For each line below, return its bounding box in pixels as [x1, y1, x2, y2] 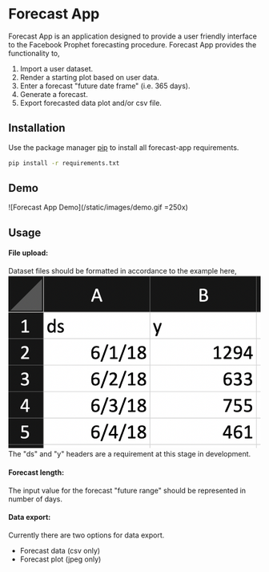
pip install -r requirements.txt [8, 159, 120, 167]
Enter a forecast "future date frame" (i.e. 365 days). [19, 81, 191, 91]
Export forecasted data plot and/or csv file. [19, 98, 163, 108]
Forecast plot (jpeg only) [19, 554, 102, 564]
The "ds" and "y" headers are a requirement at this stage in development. [8, 449, 251, 459]
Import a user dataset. [19, 63, 94, 73]
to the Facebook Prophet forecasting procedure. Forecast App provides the [8, 39, 257, 49]
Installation [8, 121, 66, 135]
